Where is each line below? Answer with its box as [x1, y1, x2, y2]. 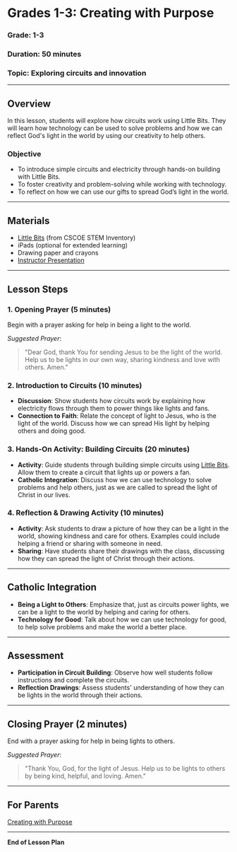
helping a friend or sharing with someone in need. [17, 539, 163, 547]
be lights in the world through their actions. [17, 691, 143, 699]
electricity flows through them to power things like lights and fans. [17, 404, 210, 413]
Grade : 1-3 [7, 30, 44, 40]
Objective [7, 149, 42, 159]
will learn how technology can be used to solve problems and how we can [7, 124, 223, 132]
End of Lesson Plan [7, 838, 65, 846]
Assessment [7, 650, 64, 662]
